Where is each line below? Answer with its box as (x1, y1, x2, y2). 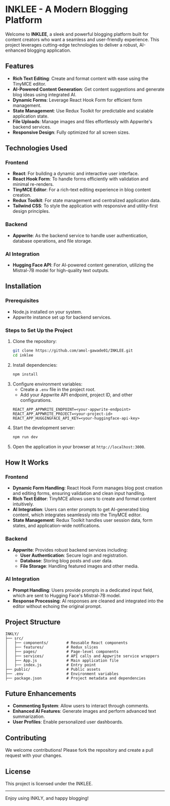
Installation (5, 282, 41, 291)
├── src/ (5, 636, 24, 641)
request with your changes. (5, 752, 62, 758)
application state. (12, 113, 49, 119)
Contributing (5, 734, 47, 742)
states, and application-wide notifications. (12, 523, 100, 529)
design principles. (12, 208, 50, 214)
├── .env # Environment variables (5, 671, 119, 676)
